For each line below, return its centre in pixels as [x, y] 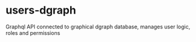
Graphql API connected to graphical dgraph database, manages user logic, [98, 27]
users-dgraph [41, 10]
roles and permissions [33, 33]
